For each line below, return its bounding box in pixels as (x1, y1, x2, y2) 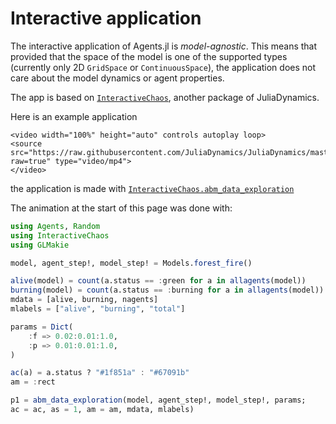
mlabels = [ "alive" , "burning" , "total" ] (10, 304, 186, 314)
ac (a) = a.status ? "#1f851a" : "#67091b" (10, 368, 190, 378)
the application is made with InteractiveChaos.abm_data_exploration (10, 182, 295, 194)
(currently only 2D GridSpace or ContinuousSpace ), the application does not (10, 61, 317, 73)
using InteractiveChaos (10, 230, 110, 241)
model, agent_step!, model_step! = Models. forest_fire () (10, 258, 253, 268)
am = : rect (10, 377, 56, 387)
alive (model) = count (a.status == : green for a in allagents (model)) (10, 276, 307, 286)
